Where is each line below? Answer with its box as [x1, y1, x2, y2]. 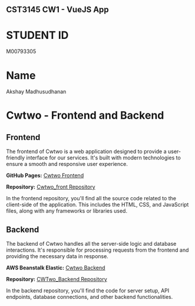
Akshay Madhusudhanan [6, 88, 67, 95]
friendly [6, 154, 25, 161]
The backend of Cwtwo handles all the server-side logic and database [6, 240, 177, 248]
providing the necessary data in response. [6, 253, 109, 260]
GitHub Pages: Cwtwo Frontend [6, 172, 84, 179]
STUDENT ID [6, 28, 69, 42]
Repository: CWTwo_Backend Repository [6, 276, 107, 283]
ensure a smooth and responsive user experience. [6, 161, 128, 168]
